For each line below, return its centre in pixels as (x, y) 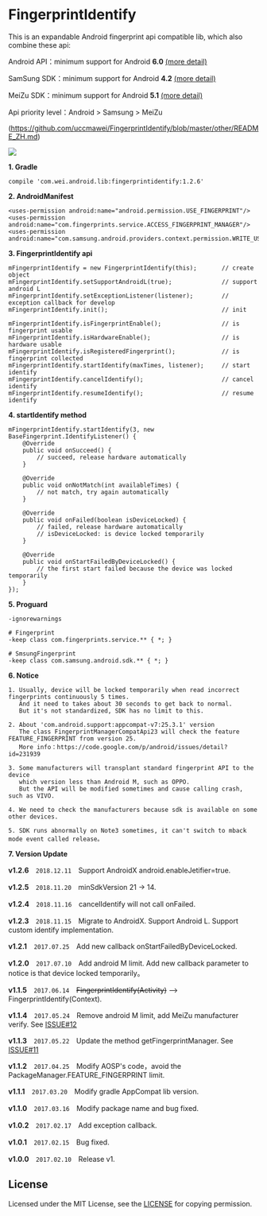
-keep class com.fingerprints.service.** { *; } (90, 639)
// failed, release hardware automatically (110, 526)
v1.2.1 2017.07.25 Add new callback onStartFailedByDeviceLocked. (123, 946)
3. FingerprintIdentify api (50, 253)
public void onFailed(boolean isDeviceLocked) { (104, 520)
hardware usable (35, 344)
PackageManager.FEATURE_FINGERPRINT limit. (87, 1074)
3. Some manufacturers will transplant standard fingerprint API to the (131, 768)
